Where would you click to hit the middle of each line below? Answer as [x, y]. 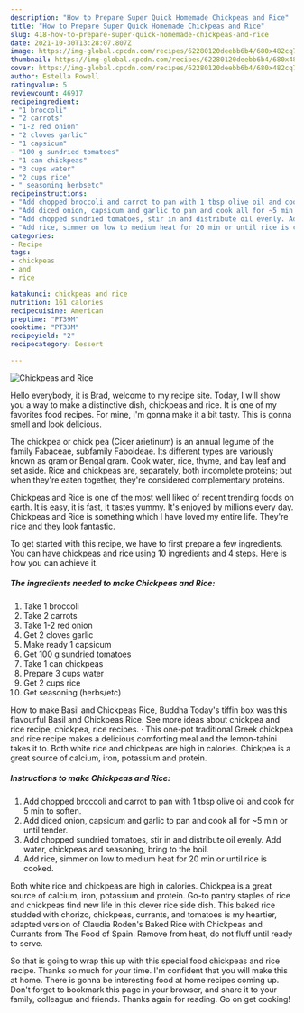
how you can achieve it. [54, 562]
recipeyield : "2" [43, 336]
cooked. [38, 868]
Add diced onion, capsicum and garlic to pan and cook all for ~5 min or [155, 820]
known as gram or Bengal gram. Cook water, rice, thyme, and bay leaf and [148, 460]
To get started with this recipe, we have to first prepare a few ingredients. [147, 543]
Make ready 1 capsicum [67, 644]
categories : [32, 235]
